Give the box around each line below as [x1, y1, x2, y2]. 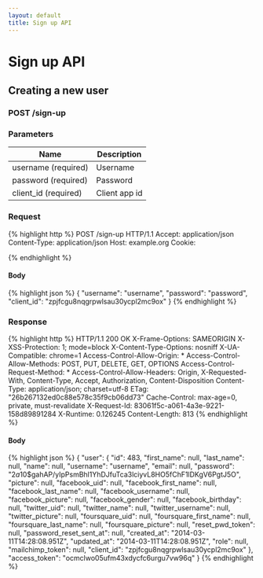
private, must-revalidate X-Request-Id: [8, 401, 133, 410]
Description [97, 149, 142, 160]
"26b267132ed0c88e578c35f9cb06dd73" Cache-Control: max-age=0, [8, 392, 238, 402]
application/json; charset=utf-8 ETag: [27, 385, 149, 394]
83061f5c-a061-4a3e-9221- [133, 401, 225, 410]
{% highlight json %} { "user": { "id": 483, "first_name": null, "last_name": [8, 453, 245, 462]
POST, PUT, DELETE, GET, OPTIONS [61, 359, 179, 369]
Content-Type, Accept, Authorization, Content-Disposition [27, 376, 214, 385]
